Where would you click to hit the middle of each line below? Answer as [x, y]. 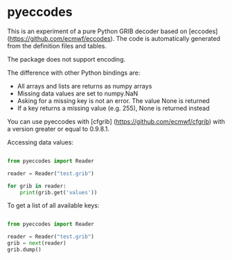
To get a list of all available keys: [53, 205]
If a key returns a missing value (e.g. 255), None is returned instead [113, 108]
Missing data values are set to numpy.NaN [78, 93]
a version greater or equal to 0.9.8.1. [58, 129]
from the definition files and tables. [57, 46]
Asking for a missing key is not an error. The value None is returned [113, 100]
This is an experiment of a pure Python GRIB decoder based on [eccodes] [113, 31]
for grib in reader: [37, 186]
